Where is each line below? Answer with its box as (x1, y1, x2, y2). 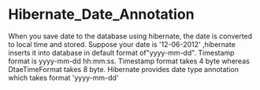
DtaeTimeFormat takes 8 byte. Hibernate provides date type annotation (8, 64, 239, 74)
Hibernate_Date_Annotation (8, 5, 195, 23)
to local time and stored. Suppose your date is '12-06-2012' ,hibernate (8, 39, 236, 49)
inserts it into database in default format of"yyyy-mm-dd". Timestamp (8, 48, 235, 57)
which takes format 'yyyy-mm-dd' (8, 73, 119, 82)
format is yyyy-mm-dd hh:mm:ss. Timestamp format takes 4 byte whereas (8, 56, 250, 66)
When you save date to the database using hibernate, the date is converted (8, 31, 253, 41)
